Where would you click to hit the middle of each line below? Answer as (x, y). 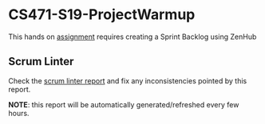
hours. (19, 113)
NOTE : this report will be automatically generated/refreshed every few (124, 104)
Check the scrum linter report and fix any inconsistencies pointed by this (128, 80)
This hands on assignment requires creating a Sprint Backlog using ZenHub (132, 37)
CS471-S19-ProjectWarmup (102, 15)
